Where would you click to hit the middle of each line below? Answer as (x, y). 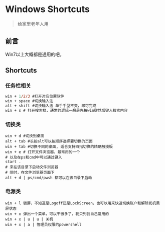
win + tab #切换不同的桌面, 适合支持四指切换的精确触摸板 (59, 147)
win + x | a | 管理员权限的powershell (43, 224)
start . (13, 162)
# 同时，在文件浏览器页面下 (30, 173)
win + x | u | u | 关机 (29, 219)
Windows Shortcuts (48, 9)
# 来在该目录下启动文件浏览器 (32, 167)
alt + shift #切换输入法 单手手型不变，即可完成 (51, 106)
